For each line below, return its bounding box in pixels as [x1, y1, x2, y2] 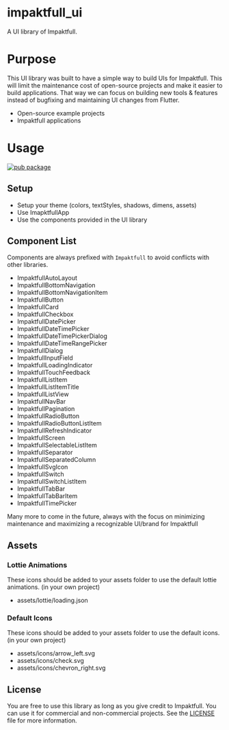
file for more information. [7, 716, 77, 725]
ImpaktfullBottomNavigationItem [16, 289, 108, 297]
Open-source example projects [16, 109, 105, 117]
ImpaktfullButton [16, 296, 64, 304]
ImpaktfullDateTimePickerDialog [16, 332, 107, 340]
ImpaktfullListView [16, 390, 70, 398]
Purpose [7, 51, 57, 67]
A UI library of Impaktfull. [7, 27, 77, 36]
